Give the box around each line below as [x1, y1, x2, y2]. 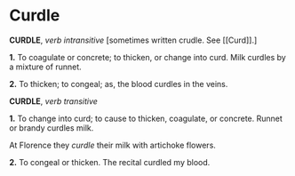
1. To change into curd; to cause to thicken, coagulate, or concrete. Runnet [9, 113, 283, 124]
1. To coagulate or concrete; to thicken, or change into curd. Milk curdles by [9, 52, 286, 62]
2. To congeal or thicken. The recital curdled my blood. [9, 156, 211, 167]
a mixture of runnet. [9, 61, 82, 72]
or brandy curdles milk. [9, 122, 94, 133]
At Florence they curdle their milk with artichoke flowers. [9, 140, 216, 150]
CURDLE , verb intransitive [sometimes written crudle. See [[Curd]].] [9, 35, 258, 45]
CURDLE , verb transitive [9, 95, 98, 107]
